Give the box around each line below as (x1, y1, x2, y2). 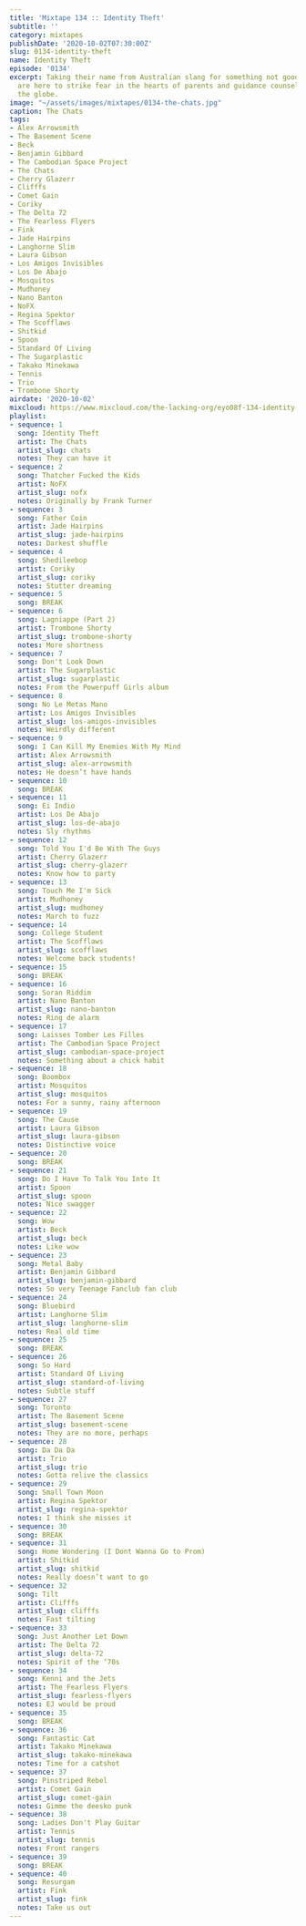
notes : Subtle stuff (17, 1386, 96, 1396)
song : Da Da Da (17, 1446, 76, 1455)
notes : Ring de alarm (17, 1014, 100, 1023)
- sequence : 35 (9, 1708, 67, 1717)
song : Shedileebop (17, 555, 88, 565)
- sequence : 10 (9, 776, 67, 785)
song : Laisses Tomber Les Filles (17, 1030, 145, 1039)
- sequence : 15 (9, 963, 67, 972)
